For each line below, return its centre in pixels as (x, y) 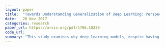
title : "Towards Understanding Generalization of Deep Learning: (74, 14)
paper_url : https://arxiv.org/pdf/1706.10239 (52, 28)
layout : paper (20, 10)
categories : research (27, 23)
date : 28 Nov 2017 (26, 19)
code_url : (15, 32)
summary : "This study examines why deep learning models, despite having (82, 37)
